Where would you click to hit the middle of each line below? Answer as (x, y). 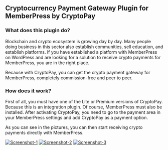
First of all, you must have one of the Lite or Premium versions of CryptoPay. (84, 101)
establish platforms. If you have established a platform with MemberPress (81, 52)
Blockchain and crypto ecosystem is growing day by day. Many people (78, 41)
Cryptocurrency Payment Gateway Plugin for (77, 8)
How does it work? (28, 91)
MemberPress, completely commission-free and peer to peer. (69, 78)
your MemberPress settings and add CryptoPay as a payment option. (76, 117)
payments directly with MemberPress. (44, 132)
